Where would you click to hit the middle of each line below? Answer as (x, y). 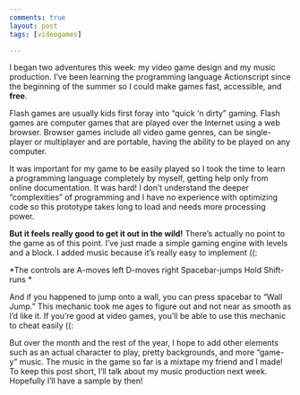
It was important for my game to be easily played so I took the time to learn (147, 169)
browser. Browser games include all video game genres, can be (127, 133)
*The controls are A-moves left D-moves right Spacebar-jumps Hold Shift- (147, 270)
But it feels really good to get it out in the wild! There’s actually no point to (147, 234)
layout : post (34, 26)
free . (18, 96)
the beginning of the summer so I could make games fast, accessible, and (146, 87)
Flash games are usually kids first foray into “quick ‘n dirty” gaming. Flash (145, 114)
